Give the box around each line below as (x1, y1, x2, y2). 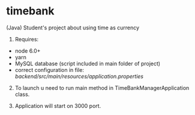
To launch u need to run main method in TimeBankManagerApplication (14, 84, 190, 91)
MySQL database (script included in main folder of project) (14, 60, 161, 67)
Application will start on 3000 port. (14, 102, 101, 109)
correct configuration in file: (14, 66, 84, 73)
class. (14, 90, 30, 98)
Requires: (14, 35, 39, 43)
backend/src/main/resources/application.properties (14, 72, 144, 80)
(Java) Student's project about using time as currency (6, 24, 140, 31)
